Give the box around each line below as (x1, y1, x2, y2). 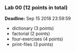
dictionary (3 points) (11, 25, 54, 31)
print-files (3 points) (11, 41, 53, 47)
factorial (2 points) (11, 31, 50, 37)
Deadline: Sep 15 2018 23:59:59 (4, 16, 71, 22)
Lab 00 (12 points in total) (4, 4, 68, 11)
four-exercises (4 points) (11, 36, 63, 42)
